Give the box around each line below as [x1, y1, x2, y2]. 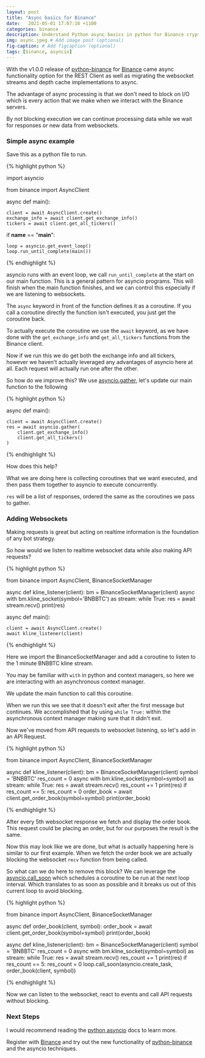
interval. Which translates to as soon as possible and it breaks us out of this [6, 881, 196, 888]
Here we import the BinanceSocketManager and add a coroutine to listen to [6, 653, 196, 660]
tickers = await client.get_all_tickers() [6, 221, 116, 227]
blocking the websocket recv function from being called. [6, 856, 148, 863]
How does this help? [6, 462, 58, 470]
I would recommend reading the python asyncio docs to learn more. [6, 1026, 177, 1034]
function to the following [6, 383, 68, 391]
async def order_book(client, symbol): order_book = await [6, 923, 153, 930]
